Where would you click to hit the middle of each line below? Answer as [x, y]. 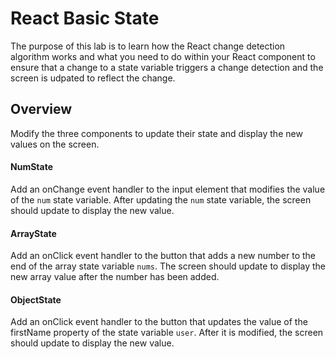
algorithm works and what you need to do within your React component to [163, 56]
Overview [41, 109]
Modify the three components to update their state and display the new [156, 133]
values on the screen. [55, 144]
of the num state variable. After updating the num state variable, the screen [161, 199]
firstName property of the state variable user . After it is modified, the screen [167, 333]
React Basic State [85, 18]
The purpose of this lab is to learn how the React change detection [148, 46]
